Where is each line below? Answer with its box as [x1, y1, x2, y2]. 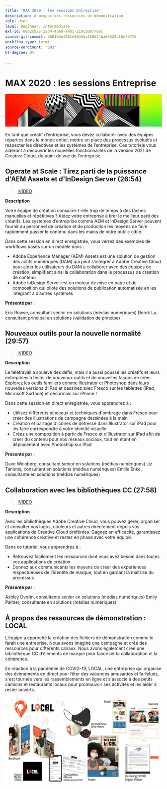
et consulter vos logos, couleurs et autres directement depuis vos [5, 524, 140, 530]
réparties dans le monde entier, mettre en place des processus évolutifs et [5, 137, 158, 143]
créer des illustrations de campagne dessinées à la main [12, 415, 128, 421]
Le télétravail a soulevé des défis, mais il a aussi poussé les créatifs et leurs [5, 369, 160, 375]
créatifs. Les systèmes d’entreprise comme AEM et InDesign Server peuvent [5, 218, 162, 224]
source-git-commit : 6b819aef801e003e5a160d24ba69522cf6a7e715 [5, 34, 137, 39]
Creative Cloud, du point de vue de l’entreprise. [5, 152, 102, 159]
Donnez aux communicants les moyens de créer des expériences [12, 564, 147, 570]
